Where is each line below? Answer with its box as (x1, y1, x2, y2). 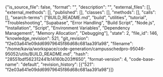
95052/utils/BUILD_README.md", (5, 51, 72, 57)
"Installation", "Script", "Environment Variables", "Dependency (5, 25, 130, 31)
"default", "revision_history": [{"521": (20, 61, 94, 67)
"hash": (73, 51, 89, 57)
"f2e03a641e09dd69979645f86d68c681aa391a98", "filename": (5, 41, 134, 46)
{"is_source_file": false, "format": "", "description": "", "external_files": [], (5, 4, 151, 10)
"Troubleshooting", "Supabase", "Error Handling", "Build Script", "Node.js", (5, 20, 155, 26)
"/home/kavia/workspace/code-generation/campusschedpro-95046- (5, 46, 146, 51)
